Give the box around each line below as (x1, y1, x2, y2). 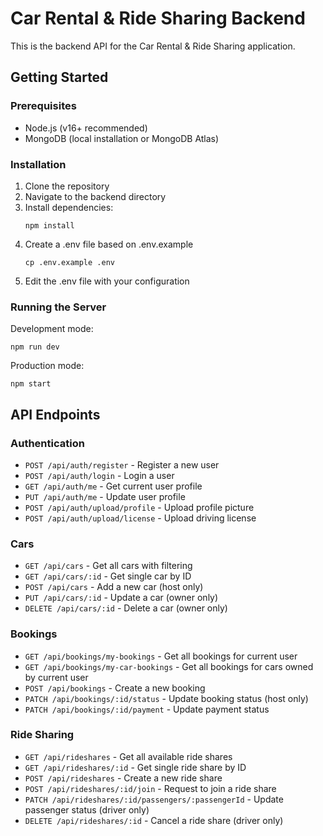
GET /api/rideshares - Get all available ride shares (24, 750, 233, 762)
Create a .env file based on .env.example (24, 238, 194, 250)
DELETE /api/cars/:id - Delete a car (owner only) (24, 602, 228, 614)
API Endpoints (10, 406, 101, 423)
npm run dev (10, 342, 60, 352)
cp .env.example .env (24, 257, 115, 267)
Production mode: (10, 360, 85, 372)
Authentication (10, 436, 85, 450)
